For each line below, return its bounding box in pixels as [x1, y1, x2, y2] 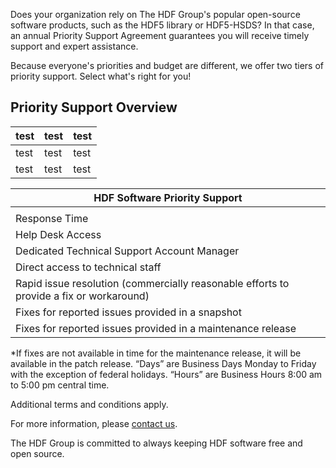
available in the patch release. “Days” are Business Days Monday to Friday [10, 357, 317, 369]
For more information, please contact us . [10, 417, 178, 429]
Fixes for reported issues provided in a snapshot [15, 305, 242, 319]
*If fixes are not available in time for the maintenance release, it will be [10, 347, 302, 359]
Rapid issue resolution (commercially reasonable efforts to [15, 276, 290, 290]
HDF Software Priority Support [93, 190, 243, 204]
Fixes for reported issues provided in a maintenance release [15, 321, 297, 335]
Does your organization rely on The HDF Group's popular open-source [10, 9, 301, 20]
